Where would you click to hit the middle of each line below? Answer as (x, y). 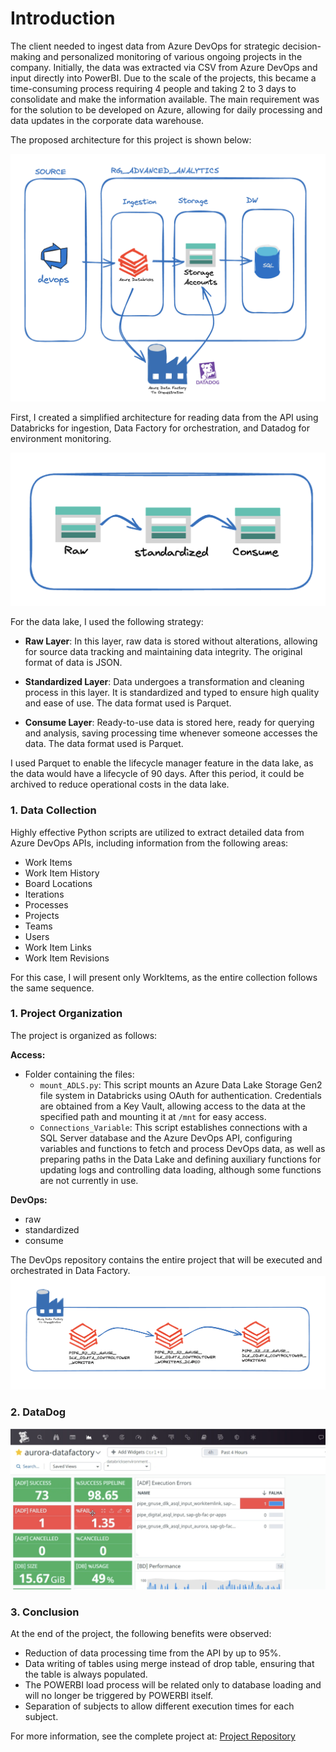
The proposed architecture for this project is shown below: (131, 139)
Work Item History (62, 873)
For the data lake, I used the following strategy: (107, 622)
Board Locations (58, 883)
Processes (46, 904)
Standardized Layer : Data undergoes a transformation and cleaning (164, 682)
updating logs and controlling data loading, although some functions (180, 1169)
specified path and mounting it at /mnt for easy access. (153, 1116)
